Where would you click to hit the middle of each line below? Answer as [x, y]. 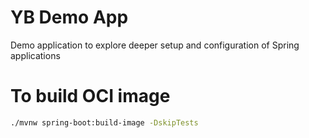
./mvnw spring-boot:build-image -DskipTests [104, 122]
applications [35, 55]
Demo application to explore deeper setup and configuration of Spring [155, 45]
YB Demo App [69, 17]
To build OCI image [90, 96]
